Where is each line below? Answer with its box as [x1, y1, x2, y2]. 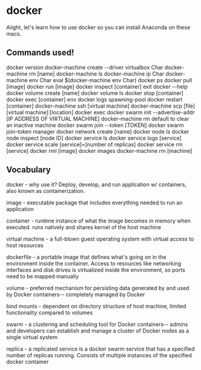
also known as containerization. [6, 187, 85, 194]
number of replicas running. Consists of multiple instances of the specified [6, 351, 192, 359]
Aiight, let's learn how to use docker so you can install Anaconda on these [6, 24, 191, 31]
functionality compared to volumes [6, 309, 93, 316]
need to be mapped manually [6, 273, 79, 280]
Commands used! [6, 48, 74, 58]
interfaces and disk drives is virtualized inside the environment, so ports [6, 266, 185, 273]
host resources [6, 241, 44, 248]
